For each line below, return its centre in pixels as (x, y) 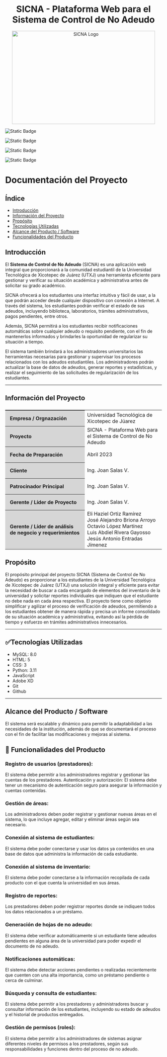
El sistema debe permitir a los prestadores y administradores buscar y (77, 1004)
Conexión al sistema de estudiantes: (50, 838)
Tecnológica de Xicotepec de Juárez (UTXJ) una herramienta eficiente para (83, 275)
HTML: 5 (21, 659)
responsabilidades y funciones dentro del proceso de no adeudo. (72, 1049)
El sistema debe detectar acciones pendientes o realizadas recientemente (81, 969)
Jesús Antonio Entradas (115, 539)
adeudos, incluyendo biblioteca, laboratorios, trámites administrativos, (77, 311)
